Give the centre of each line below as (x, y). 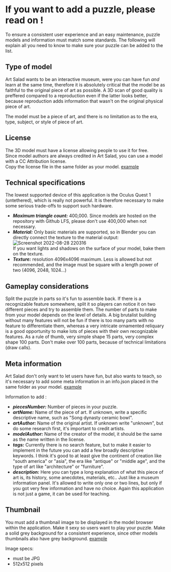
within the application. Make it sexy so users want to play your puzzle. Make (86, 527)
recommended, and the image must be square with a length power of (86, 265)
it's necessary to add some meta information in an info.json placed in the (82, 382)
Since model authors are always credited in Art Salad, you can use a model (84, 156)
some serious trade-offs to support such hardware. (59, 206)
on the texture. (28, 254)
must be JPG (26, 558)
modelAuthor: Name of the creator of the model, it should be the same (87, 434)
